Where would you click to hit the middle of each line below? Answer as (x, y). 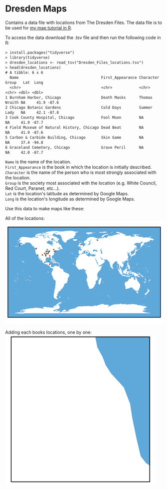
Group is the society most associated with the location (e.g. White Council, (81, 183)
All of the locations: (25, 218)
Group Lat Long (24, 82)
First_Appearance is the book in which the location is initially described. (79, 167)
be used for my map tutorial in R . (39, 27)
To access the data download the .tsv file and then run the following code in (83, 37)
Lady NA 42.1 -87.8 (32, 112)
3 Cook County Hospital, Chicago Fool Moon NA (74, 117)
